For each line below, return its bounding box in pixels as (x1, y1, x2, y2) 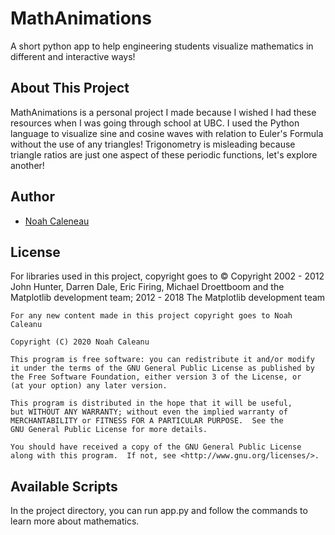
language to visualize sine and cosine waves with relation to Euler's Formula (10, 127, 324, 139)
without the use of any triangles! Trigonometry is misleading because (10, 138, 296, 150)
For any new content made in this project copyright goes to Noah (10, 311, 293, 321)
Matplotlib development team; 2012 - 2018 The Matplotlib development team (10, 292, 326, 304)
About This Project (10, 80, 130, 97)
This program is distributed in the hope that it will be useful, (10, 398, 293, 409)
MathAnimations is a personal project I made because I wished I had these (10, 106, 317, 118)
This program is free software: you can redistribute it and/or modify (10, 355, 315, 365)
